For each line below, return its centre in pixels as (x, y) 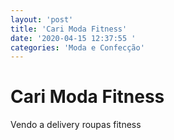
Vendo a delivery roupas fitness (76, 125)
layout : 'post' (42, 19)
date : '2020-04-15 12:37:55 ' (73, 38)
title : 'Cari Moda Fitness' (69, 29)
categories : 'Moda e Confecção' (77, 47)
